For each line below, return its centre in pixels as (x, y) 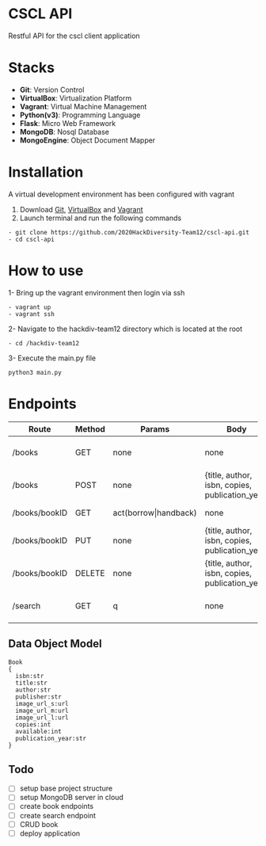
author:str (33, 690)
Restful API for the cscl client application (74, 36)
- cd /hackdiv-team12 (44, 343)
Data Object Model (55, 644)
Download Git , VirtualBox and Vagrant (82, 209)
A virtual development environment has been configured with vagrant (122, 194)
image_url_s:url (42, 703)
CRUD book (39, 824)
